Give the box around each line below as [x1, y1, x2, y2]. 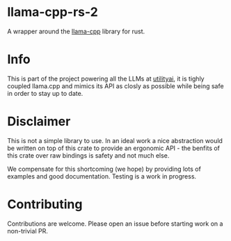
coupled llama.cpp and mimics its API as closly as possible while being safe [7, 81, 224, 90]
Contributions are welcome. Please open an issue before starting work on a [7, 219, 223, 228]
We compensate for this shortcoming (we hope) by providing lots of [7, 165, 202, 173]
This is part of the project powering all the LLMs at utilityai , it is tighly [7, 74, 205, 83]
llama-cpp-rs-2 [7, 4, 99, 20]
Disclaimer [7, 114, 71, 129]
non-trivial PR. [7, 226, 49, 235]
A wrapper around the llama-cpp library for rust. [7, 27, 145, 35]
